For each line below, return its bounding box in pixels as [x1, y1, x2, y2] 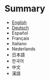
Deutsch [11, 24, 29, 30]
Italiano [11, 40, 27, 46]
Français [11, 35, 29, 41]
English [11, 19, 27, 25]
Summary [4, 3, 45, 14]
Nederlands [11, 46, 36, 52]
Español [11, 30, 28, 36]
